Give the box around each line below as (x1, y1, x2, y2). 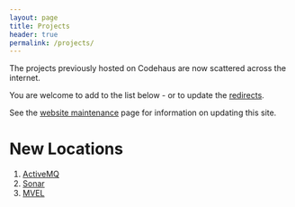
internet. (9, 73, 40, 84)
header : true (9, 30, 58, 39)
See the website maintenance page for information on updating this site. (9, 107, 277, 118)
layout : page (9, 13, 58, 22)
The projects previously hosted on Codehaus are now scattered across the (9, 63, 286, 74)
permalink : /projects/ (9, 38, 94, 48)
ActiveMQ (22, 168, 60, 180)
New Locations (9, 139, 124, 159)
